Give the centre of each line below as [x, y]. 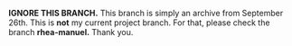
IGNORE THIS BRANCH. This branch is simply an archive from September [146, 13]
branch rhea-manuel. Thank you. [71, 32]
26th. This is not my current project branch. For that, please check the [139, 23]
